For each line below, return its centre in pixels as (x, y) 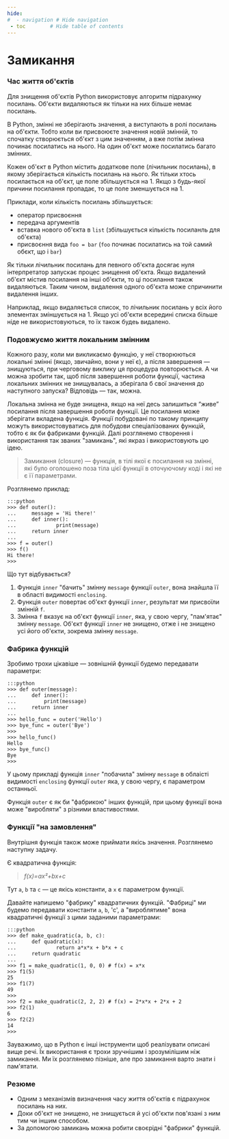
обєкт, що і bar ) (39, 252)
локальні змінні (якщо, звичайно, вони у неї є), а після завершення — (109, 362)
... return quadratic (44, 953)
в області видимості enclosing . (62, 595)
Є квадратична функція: (42, 862)
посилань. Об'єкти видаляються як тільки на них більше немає (100, 103)
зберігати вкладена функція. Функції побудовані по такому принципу (108, 419)
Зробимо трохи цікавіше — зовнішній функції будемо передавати (103, 664)
